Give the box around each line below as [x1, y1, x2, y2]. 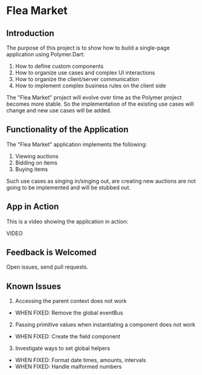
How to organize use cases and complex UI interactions [15, 69, 155, 76]
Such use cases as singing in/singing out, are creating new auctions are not [6, 177, 196, 184]
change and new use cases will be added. [6, 107, 111, 114]
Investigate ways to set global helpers [15, 344, 111, 352]
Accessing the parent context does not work [15, 297, 127, 305]
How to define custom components [15, 62, 104, 70]
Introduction [6, 28, 55, 38]
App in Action [6, 202, 59, 212]
